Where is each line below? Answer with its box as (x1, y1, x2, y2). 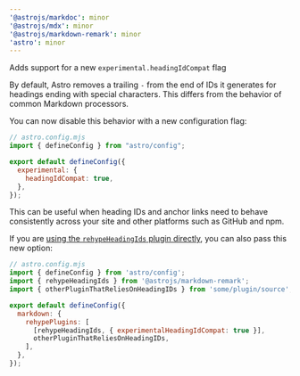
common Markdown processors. (9, 99, 129, 110)
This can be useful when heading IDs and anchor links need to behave (9, 207, 269, 217)
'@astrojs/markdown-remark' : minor (9, 29, 142, 38)
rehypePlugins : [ (25, 317, 90, 326)
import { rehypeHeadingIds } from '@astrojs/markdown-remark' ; (9, 277, 250, 286)
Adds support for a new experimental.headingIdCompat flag (9, 62, 227, 73)
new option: (9, 242, 54, 254)
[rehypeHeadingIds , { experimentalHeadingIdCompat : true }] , (32, 326, 266, 335)
